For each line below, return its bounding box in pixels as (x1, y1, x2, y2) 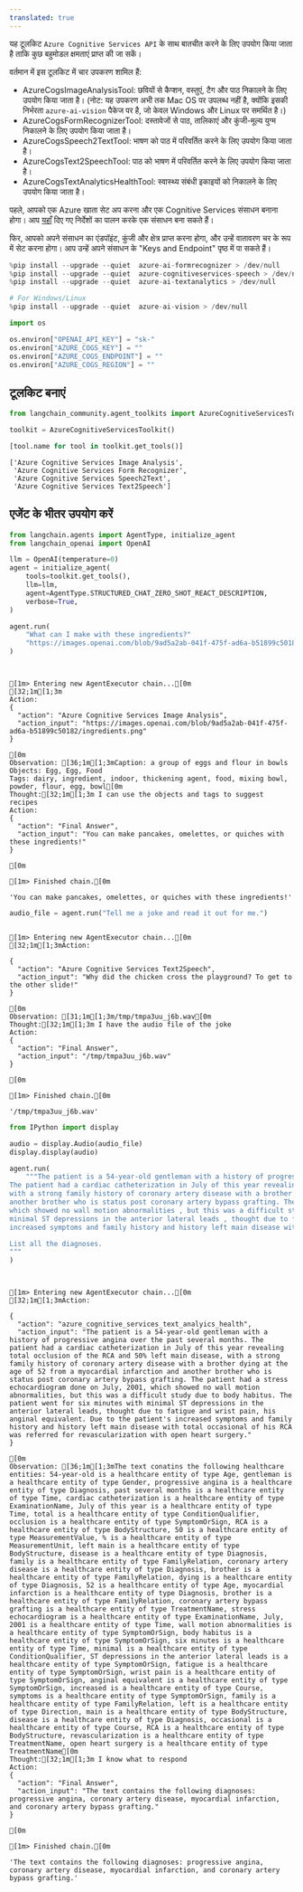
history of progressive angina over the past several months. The (9, 1336, 264, 1345)
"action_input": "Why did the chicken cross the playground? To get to (17, 972, 293, 981)
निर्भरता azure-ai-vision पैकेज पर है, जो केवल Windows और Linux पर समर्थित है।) (22, 105, 287, 116)
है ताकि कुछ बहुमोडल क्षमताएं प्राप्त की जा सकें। (9, 48, 142, 59)
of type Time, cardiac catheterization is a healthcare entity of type (9, 1494, 284, 1503)
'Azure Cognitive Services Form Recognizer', (13, 466, 188, 475)
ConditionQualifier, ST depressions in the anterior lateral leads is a (9, 1652, 289, 1661)
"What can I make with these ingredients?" (25, 630, 192, 639)
